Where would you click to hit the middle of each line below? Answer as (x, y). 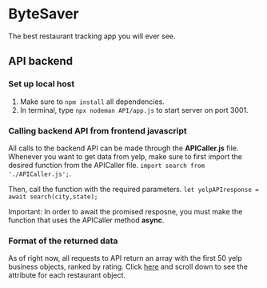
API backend (41, 61)
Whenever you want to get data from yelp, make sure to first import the (125, 156)
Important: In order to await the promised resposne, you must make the (126, 211)
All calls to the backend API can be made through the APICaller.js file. (124, 148)
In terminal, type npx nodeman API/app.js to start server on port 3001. (134, 110)
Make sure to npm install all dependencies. (92, 102)
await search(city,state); (53, 197)
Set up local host (42, 84)
